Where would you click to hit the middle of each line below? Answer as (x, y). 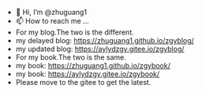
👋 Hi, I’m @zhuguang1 (51, 12)
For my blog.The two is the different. (75, 32)
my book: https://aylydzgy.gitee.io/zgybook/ (88, 74)
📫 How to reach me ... (52, 21)
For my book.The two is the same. (71, 57)
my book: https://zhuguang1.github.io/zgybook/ (93, 66)
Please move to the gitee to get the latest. (83, 82)
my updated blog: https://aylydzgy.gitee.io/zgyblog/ (100, 49)
